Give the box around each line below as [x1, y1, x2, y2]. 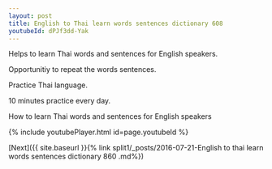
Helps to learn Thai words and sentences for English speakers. [8, 49, 218, 59]
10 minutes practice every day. [8, 96, 111, 106]
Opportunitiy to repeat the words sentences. [8, 65, 157, 74]
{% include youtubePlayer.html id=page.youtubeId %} [8, 127, 189, 137]
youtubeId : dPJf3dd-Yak [8, 27, 89, 35]
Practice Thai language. [8, 80, 88, 90]
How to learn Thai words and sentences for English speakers [8, 112, 213, 121]
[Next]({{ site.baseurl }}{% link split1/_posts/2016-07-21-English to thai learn [8, 143, 264, 153]
